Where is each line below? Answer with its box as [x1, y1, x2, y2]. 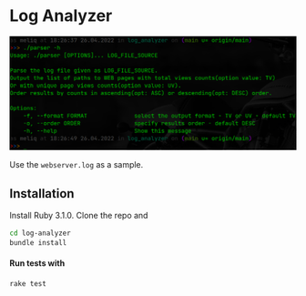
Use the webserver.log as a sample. [9, 159, 144, 170]
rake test [9, 280, 47, 289]
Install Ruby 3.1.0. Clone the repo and [9, 210, 148, 221]
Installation [9, 186, 75, 201]
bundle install [9, 238, 67, 247]
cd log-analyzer [9, 229, 71, 238]
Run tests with [9, 258, 66, 269]
